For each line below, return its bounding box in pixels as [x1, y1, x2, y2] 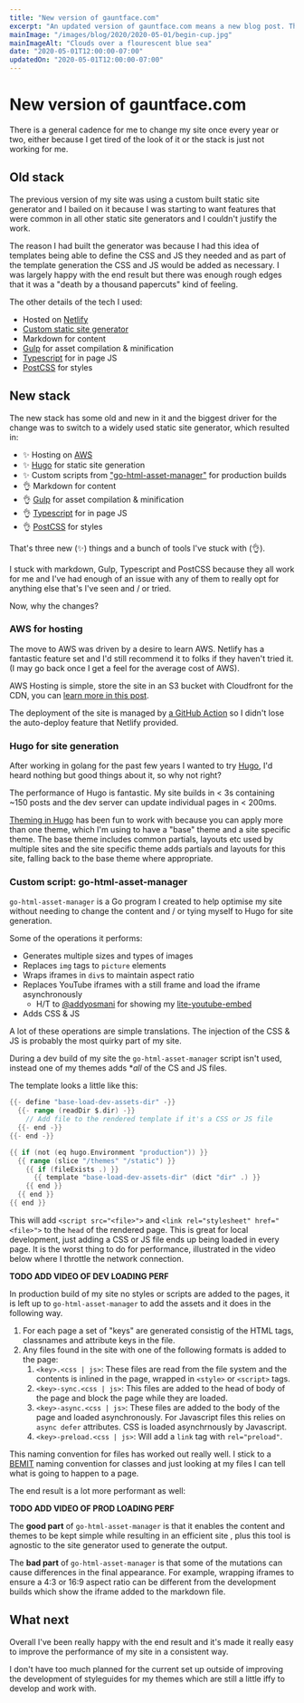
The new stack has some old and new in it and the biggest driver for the [9, 412, 278, 423]
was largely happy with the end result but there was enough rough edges [9, 269, 282, 280]
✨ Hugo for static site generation [22, 459, 146, 470]
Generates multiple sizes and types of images [22, 950, 194, 961]
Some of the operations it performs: [9, 933, 143, 944]
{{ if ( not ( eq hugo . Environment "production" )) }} [9, 1148, 208, 1157]
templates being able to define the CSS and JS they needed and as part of [9, 250, 287, 261]
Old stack [9, 169, 65, 186]
